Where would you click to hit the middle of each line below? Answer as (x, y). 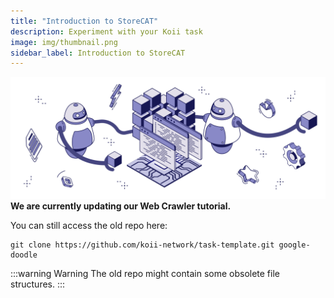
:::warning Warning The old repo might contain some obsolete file (145, 274)
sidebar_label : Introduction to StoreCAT (98, 53)
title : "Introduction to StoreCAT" (84, 21)
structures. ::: (38, 284)
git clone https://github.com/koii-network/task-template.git (142, 245)
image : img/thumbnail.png (64, 42)
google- (294, 245)
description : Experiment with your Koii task (106, 31)
